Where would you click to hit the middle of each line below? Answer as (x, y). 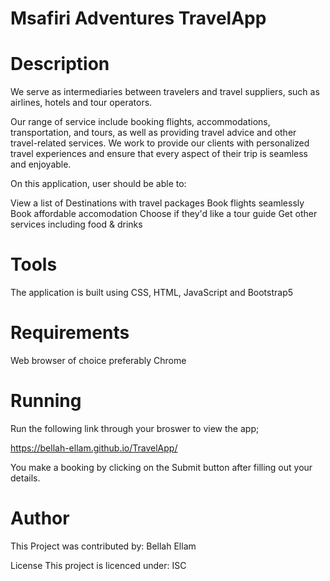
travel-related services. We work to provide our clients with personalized (160, 143)
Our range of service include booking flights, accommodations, (140, 122)
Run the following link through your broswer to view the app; (135, 428)
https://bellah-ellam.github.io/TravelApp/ (94, 448)
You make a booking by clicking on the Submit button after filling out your (161, 467)
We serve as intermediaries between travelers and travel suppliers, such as (165, 92)
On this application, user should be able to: (98, 184)
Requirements (70, 333)
